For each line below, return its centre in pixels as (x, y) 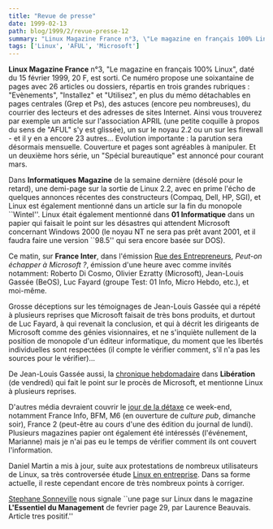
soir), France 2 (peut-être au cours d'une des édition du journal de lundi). (131, 424)
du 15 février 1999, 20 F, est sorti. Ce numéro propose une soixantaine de (131, 78)
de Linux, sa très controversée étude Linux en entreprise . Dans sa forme (129, 475)
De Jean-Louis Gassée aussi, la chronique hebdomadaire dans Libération (132, 374)
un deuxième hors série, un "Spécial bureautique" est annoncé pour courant (136, 156)
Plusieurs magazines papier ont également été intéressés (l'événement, (128, 433)
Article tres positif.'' (41, 516)
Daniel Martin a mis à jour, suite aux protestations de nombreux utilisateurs (133, 466)
